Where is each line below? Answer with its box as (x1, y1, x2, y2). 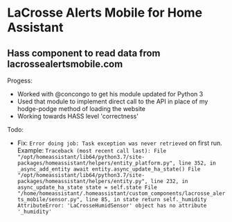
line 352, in (179, 160, 216, 166)
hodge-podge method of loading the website (17, 105, 145, 112)
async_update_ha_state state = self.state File (17, 184, 157, 191)
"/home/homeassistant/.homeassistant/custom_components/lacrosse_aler (17, 190, 226, 197)
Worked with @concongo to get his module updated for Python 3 (17, 90, 204, 98)
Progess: (7, 76, 33, 85)
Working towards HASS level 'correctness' (17, 112, 139, 120)
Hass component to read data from (7, 47, 161, 59)
